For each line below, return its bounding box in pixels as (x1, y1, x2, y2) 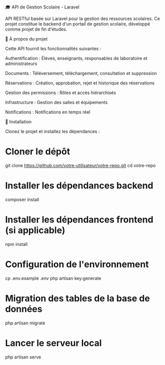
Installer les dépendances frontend (5, 214, 154, 225)
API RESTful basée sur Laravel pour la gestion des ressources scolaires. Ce (5, 15, 161, 21)
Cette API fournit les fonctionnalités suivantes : (5, 45, 101, 51)
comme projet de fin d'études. (5, 26, 67, 32)
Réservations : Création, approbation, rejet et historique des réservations (5, 80, 155, 86)
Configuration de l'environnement (5, 259, 149, 270)
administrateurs (5, 60, 37, 66)
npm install (5, 241, 28, 247)
